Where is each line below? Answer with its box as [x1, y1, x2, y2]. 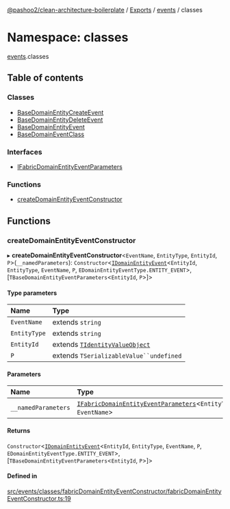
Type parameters [7, 289, 57, 297]
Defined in [7, 472, 38, 480]
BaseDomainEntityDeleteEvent [16, 116, 103, 124]
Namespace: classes [7, 30, 129, 45]
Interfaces [7, 147, 42, 157]
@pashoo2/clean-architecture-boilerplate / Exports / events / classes [7, 6, 203, 14]
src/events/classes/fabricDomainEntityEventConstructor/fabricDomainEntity [7, 487, 222, 495]
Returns [7, 426, 31, 434]
